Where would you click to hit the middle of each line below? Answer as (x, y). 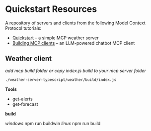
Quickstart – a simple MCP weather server (56, 38)
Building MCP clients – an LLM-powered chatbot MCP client (74, 43)
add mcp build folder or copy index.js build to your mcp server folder (76, 70)
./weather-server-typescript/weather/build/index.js (61, 80)
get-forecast (25, 104)
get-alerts (23, 99)
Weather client (29, 59)
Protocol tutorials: (23, 28)
